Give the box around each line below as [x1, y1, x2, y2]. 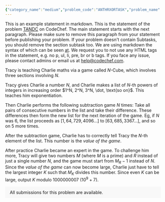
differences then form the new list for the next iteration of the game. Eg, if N [5, 112, 160, 119]
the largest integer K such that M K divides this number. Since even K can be [5, 169, 160, 177]
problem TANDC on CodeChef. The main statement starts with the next [5, 26, 150, 32]
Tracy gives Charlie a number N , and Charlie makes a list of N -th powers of [5, 82, 158, 88]
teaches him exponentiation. [5, 92, 63, 98]
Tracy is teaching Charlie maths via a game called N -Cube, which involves [5, 67, 157, 73]
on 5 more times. [5, 123, 40, 129]
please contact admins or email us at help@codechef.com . [5, 57, 125, 63]
